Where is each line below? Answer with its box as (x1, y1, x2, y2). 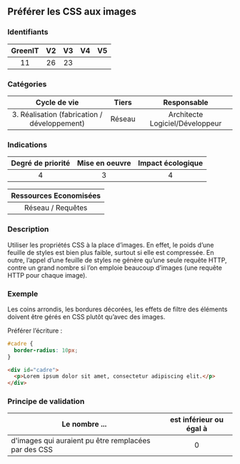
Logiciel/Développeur (149, 118, 222, 128)
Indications (7, 139, 48, 149)
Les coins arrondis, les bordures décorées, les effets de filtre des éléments (7, 305, 228, 313)
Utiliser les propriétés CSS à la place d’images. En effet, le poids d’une (7, 241, 214, 249)
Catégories (7, 79, 47, 89)
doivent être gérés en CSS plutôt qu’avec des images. (7, 312, 166, 321)
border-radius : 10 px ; (14, 346, 79, 354)
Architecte (168, 109, 204, 119)
